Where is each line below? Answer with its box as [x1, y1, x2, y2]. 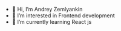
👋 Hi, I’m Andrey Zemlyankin [11, 6, 83, 13]
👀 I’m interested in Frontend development [11, 12, 115, 19]
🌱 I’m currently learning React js [11, 18, 92, 25]
